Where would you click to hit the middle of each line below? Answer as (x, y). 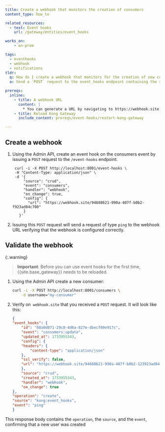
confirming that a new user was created (45, 424)
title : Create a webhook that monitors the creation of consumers (74, 10)
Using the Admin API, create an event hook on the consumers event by (84, 154)
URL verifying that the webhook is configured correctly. (68, 230)
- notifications (26, 68)
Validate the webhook (39, 245)
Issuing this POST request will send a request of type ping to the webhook (86, 224)
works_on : (15, 41)
